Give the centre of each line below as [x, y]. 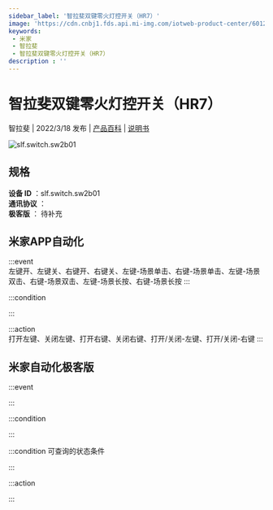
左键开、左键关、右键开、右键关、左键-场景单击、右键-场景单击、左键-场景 [134, 271]
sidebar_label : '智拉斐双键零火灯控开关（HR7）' [84, 16]
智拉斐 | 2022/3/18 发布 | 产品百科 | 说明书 [79, 128]
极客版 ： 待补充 [35, 213]
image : [19, 24]
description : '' [38, 62]
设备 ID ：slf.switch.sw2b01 [54, 193]
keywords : [25, 31]
